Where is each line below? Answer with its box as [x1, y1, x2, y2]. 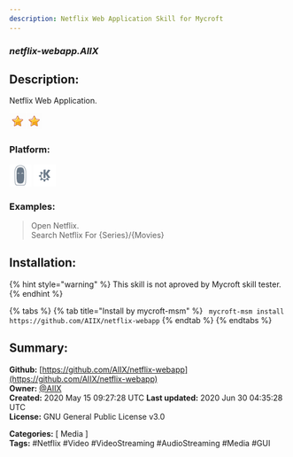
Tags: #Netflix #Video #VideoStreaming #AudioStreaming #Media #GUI [9, 438, 271, 448]
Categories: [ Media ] [9, 428, 89, 438]
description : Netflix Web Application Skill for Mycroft [9, 14, 224, 23]
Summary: [9, 341, 68, 356]
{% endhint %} [9, 288, 64, 298]
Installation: [9, 255, 77, 270]
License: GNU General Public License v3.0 [9, 411, 166, 422]
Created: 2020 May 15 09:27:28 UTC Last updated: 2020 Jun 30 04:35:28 [9, 392, 283, 403]
